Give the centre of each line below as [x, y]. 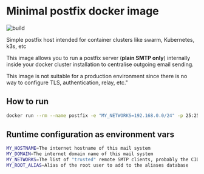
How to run [28, 102]
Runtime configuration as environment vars [90, 135]
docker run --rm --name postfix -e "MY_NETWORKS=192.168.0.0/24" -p [95, 115]
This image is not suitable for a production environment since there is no [97, 76]
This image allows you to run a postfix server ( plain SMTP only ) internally [98, 58]
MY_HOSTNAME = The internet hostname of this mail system [78, 149]
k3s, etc [16, 46]
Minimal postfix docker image [83, 11]
